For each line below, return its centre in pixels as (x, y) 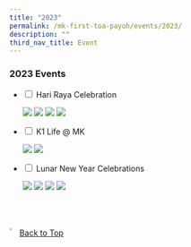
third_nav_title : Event (54, 43)
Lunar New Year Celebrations (90, 168)
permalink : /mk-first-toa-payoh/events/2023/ (95, 26)
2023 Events (38, 74)
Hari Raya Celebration (76, 94)
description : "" (39, 34)
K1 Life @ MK (60, 132)
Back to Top (42, 233)
